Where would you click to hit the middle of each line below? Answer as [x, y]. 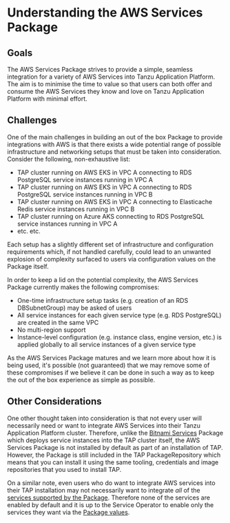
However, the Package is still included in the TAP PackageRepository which [114, 455]
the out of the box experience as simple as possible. [81, 379]
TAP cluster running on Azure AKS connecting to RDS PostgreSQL [111, 216]
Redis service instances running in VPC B [76, 209]
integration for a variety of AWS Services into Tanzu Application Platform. [111, 77]
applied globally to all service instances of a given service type [106, 344]
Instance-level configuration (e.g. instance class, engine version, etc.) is [119, 337]
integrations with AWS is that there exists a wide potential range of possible [114, 144]
